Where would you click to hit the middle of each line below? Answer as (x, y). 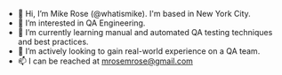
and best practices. (53, 41)
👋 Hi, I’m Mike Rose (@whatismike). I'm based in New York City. (134, 14)
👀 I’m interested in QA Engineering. (81, 23)
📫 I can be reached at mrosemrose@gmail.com (105, 61)
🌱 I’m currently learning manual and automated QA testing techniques (145, 32)
